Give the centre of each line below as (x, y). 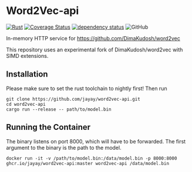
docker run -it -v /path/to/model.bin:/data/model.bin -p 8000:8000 (92, 158)
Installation (27, 74)
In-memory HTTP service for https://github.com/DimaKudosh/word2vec (93, 38)
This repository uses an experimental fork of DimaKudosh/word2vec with (95, 49)
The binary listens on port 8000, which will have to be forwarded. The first (96, 141)
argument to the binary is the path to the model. (64, 147)
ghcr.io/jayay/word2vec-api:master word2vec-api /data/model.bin (87, 163)
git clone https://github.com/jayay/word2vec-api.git (73, 99)
